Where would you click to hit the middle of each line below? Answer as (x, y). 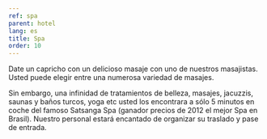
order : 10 (25, 46)
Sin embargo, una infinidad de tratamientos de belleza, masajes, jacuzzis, (131, 93)
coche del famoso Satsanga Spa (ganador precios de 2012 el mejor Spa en (133, 111)
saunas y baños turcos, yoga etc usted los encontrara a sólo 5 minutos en (131, 102)
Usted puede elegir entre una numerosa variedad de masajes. (111, 78)
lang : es (23, 31)
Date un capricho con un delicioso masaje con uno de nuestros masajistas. (133, 69)
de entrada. (28, 128)
